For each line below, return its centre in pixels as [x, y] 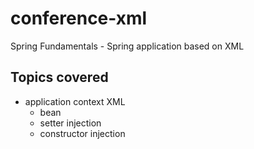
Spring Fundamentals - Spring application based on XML [127, 46]
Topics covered [59, 77]
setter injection [70, 123]
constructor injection [82, 133]
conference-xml [79, 18]
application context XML [75, 101]
